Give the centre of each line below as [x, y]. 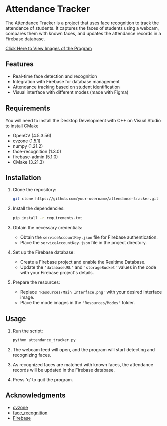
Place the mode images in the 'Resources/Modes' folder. [77, 303]
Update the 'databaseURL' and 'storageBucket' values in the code [88, 267]
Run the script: [28, 331]
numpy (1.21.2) [28, 146]
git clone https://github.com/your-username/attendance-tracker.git [86, 199]
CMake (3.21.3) [28, 162]
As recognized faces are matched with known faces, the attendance [83, 364]
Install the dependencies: [39, 208]
